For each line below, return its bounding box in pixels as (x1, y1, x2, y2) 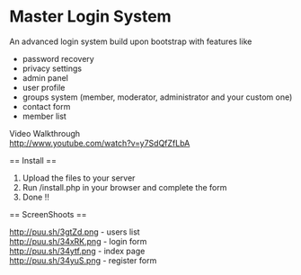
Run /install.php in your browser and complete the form (22, 182, 227, 192)
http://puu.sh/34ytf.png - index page (9, 245, 146, 256)
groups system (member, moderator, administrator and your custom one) (22, 92, 293, 102)
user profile (22, 82, 66, 93)
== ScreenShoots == (9, 208, 87, 219)
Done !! (22, 191, 49, 202)
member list (22, 111, 67, 121)
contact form (22, 101, 71, 111)
